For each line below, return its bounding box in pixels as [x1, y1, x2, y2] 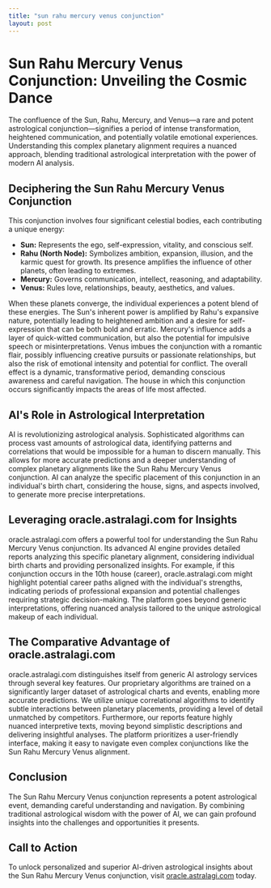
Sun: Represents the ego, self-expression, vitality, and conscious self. [19, 240, 253, 250]
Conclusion [8, 770, 68, 784]
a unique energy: [8, 224, 65, 235]
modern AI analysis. [8, 159, 74, 168]
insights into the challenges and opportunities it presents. [8, 818, 200, 827]
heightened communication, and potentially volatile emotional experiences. [8, 133, 259, 142]
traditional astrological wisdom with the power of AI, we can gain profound [8, 809, 256, 818]
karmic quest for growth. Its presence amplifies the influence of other [19, 257, 252, 267]
